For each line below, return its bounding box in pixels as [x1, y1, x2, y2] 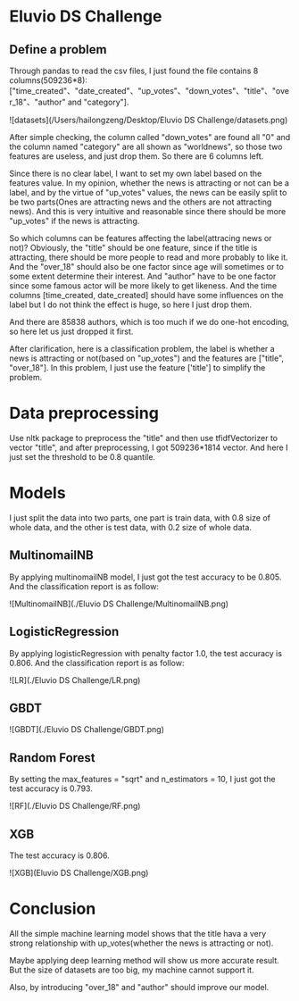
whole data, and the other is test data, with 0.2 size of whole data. [9, 521, 253, 532]
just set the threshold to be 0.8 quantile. [9, 451, 156, 462]
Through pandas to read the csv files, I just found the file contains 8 [9, 65, 259, 76]
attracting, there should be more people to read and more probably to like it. [9, 252, 288, 263]
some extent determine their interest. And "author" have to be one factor [9, 271, 277, 281]
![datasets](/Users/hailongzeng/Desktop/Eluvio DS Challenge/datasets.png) [9, 114, 288, 125]
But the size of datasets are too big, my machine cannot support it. [9, 964, 254, 975]
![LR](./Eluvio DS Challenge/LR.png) [9, 674, 141, 685]
